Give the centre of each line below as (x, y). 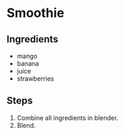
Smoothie (36, 13)
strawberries (35, 78)
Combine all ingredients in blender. (67, 117)
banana (28, 64)
